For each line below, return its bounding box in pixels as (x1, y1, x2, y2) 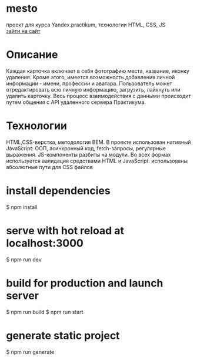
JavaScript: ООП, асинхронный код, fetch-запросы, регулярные (6, 144, 166, 151)
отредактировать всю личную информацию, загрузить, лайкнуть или (6, 86, 181, 93)
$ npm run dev (6, 256, 42, 263)
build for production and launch (6, 276, 163, 289)
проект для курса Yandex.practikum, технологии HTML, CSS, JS (6, 21, 166, 28)
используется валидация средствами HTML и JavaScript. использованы (6, 157, 188, 164)
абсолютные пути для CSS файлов (6, 163, 93, 170)
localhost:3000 (6, 237, 84, 249)
